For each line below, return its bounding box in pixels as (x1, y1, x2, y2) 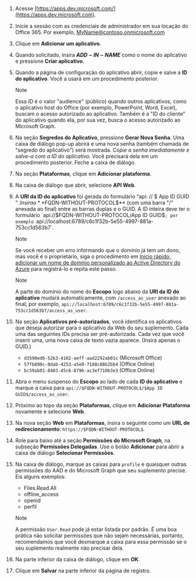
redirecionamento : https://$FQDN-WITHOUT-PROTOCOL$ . (15, 425, 145, 433)
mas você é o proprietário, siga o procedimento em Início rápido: (15, 253, 171, 260)
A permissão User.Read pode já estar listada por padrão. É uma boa (15, 526, 177, 533)
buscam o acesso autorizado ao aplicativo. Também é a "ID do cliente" (15, 111, 185, 117)
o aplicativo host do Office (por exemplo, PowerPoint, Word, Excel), (15, 104, 177, 111)
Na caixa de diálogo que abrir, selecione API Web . (15, 181, 136, 188)
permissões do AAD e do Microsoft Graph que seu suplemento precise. (15, 467, 187, 473)
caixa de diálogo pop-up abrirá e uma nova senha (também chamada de (15, 140, 189, 147)
